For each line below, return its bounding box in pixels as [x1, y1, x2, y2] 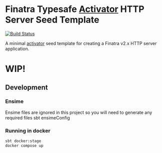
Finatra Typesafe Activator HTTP [5, 3, 144, 15]
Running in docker [5, 127, 51, 134]
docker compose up [5, 143, 43, 148]
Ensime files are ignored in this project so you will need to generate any [5, 109, 152, 115]
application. [5, 45, 29, 51]
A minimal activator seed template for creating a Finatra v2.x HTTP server [5, 40, 157, 46]
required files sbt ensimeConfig [5, 114, 70, 120]
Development [5, 83, 48, 91]
